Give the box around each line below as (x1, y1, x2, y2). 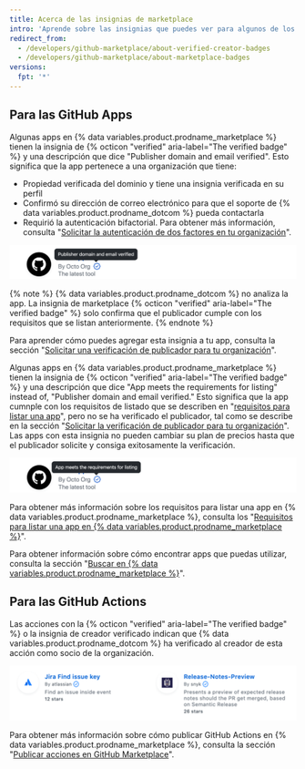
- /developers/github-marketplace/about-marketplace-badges (17, 53, 250, 63)
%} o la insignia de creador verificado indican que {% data (9, 628, 229, 639)
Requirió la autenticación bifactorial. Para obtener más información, (22, 217, 276, 228)
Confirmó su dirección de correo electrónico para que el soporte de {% (22, 197, 291, 209)
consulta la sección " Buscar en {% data (9, 558, 158, 569)
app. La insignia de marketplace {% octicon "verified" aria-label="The (9, 298, 272, 309)
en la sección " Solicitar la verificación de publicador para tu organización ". (9, 420, 290, 432)
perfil (22, 188, 43, 199)
